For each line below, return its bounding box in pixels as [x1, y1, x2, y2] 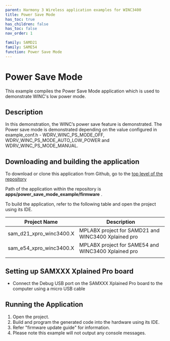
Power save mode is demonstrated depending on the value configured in [5, 127, 157, 133]
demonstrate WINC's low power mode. [5, 93, 86, 99]
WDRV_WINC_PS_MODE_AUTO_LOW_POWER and [5, 137, 110, 143]
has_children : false [5, 21, 49, 27]
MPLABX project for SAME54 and [79, 241, 159, 249]
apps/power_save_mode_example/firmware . [5, 191, 103, 198]
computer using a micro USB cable [12, 286, 86, 291]
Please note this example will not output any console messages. [12, 329, 146, 336]
